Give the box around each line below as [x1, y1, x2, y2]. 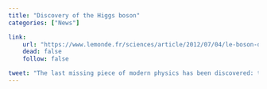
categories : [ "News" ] [8, 19, 80, 27]
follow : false [22, 55, 69, 63]
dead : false [22, 48, 62, 56]
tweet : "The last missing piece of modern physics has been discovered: [8, 69, 254, 77]
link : [8, 33, 26, 41]
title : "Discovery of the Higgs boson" [8, 11, 141, 20]
